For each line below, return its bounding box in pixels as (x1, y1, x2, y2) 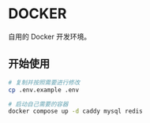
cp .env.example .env (8, 86, 80, 94)
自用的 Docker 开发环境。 (8, 32, 92, 41)
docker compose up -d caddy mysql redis (8, 107, 144, 115)
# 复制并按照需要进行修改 (8, 78, 81, 87)
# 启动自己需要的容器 (8, 100, 69, 108)
